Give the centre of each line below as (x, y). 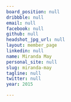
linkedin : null (25, 51)
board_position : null (33, 12)
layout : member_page (32, 46)
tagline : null (24, 73)
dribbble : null (25, 17)
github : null (22, 34)
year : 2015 (20, 85)
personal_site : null (32, 62)
